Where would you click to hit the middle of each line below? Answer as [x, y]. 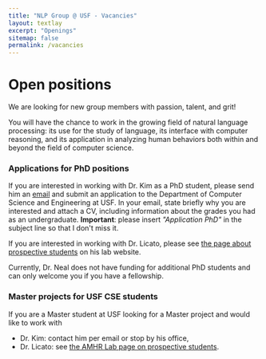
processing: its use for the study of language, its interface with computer [128, 131]
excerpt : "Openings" [43, 30]
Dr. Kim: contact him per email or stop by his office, [104, 338]
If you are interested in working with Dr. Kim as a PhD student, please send [131, 186]
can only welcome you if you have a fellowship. [86, 276]
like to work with [35, 322]
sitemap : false [34, 38]
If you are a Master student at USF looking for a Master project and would [129, 314]
